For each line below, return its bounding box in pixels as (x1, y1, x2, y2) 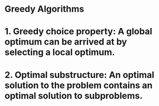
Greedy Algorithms (4, 3, 84, 15)
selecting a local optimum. (4, 47, 115, 58)
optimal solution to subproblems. (4, 90, 143, 101)
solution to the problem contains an (4, 79, 153, 91)
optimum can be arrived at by (4, 36, 127, 48)
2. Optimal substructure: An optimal (4, 69, 155, 80)
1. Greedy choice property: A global (4, 26, 153, 37)
